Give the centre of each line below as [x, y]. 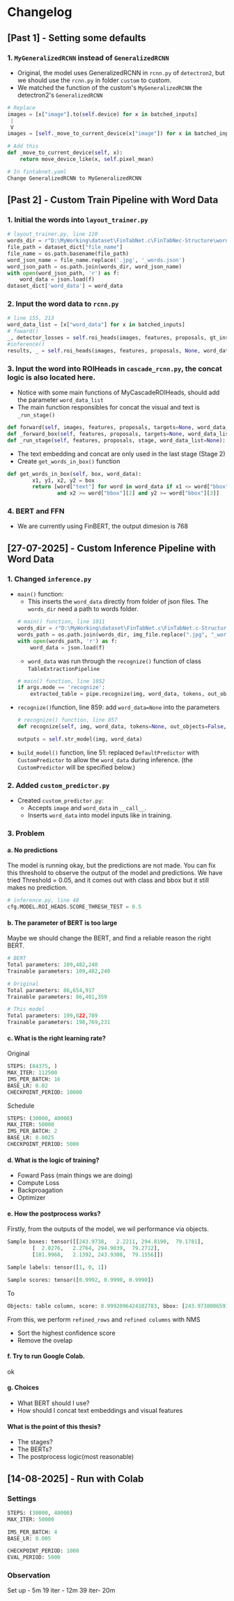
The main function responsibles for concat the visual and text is [109, 408]
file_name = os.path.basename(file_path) [68, 254]
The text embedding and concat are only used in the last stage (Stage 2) [121, 454]
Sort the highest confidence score [67, 1333]
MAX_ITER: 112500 [32, 1073]
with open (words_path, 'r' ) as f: [67, 641]
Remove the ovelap [45, 1340]
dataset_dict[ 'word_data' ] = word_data [65, 286]
